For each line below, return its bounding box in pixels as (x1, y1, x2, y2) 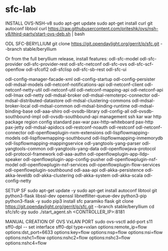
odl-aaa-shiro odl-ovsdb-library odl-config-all (34, 108, 130, 114)
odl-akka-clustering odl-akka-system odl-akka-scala (33, 172, 143, 178)
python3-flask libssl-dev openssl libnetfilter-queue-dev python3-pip (5, 193, 147, 199)
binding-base (5, 108, 33, 114)
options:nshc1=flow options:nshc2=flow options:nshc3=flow (5, 234, 131, 240)
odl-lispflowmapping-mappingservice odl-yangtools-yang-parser (5, 140, 141, 146)
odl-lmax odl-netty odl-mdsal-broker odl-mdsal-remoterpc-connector (5, 92, 150, 98)
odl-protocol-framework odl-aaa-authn (5, 151, 87, 157)
